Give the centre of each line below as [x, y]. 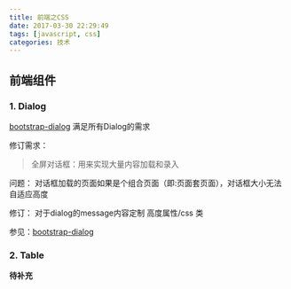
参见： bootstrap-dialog [52, 231]
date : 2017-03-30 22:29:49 [59, 26]
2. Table [27, 255]
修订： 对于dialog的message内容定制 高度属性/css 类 [106, 213]
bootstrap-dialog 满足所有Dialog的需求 [80, 126]
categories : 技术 [40, 42]
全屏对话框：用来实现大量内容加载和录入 [105, 164]
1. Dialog [28, 105]
